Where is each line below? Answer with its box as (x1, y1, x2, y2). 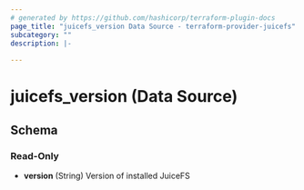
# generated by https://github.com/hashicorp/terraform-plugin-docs (10, 13, 276, 23)
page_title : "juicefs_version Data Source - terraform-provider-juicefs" (10, 22, 297, 31)
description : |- (10, 38, 72, 48)
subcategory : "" (10, 30, 72, 39)
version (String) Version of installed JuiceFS (23, 170, 190, 181)
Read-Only (10, 149, 60, 162)
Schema (10, 122, 58, 137)
